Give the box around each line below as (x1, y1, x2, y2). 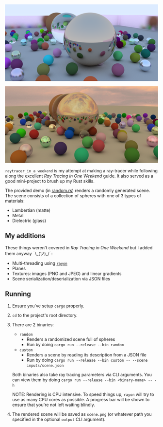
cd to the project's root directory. (12, 312, 78, 318)
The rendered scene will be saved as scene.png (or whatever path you (12, 411, 152, 417)
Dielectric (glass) (12, 218, 46, 223)
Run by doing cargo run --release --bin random (26, 341, 124, 347)
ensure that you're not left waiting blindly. (12, 402, 96, 408)
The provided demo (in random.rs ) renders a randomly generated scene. (5, 187, 150, 193)
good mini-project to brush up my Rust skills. (5, 178, 95, 184)
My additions (5, 232, 46, 240)
